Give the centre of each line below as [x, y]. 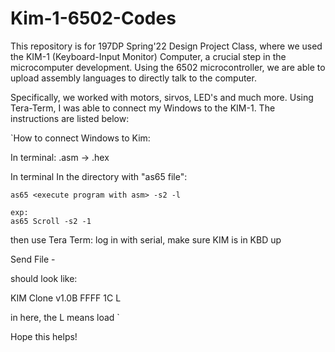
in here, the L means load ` [65, 317]
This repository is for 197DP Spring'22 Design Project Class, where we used [166, 46]
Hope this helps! [44, 336]
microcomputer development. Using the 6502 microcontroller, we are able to [168, 67]
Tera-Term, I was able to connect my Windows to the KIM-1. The [143, 108]
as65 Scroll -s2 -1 [51, 221]
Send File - [33, 259]
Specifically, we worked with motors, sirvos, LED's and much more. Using [162, 97]
